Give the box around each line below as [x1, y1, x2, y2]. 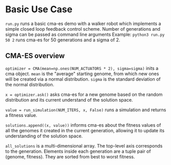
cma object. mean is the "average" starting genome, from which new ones [5, 70, 159, 77]
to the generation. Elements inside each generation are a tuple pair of [5, 148, 151, 154]
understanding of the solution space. [5, 133, 83, 139]
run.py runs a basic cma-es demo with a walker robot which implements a [5, 20, 161, 27]
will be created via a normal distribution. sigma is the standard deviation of [5, 76, 161, 82]
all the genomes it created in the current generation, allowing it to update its [5, 127, 165, 133]
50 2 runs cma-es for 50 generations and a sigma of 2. [5, 37, 120, 43]
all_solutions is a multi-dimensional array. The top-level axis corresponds [5, 143, 163, 149]
